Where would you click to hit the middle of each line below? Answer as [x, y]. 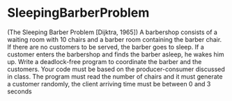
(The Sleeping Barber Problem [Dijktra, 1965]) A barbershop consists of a [113, 32]
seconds [20, 91]
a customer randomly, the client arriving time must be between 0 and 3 [109, 84]
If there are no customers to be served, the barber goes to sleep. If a [106, 47]
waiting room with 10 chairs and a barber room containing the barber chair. [115, 39]
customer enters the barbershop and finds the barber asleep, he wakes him [116, 54]
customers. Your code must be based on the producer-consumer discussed [116, 69]
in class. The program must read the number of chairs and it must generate [115, 76]
